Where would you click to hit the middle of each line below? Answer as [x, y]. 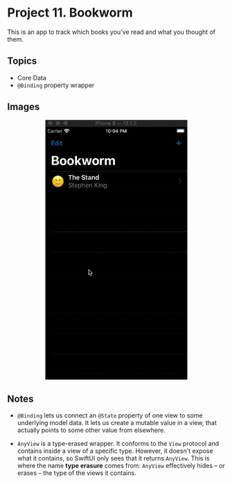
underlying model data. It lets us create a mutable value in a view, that [117, 423]
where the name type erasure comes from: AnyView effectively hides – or [121, 466]
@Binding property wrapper [56, 85]
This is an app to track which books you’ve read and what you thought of [111, 32]
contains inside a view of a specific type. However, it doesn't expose [115, 451]
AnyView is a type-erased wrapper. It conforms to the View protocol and [118, 444]
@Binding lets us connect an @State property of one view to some [110, 415]
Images [24, 107]
